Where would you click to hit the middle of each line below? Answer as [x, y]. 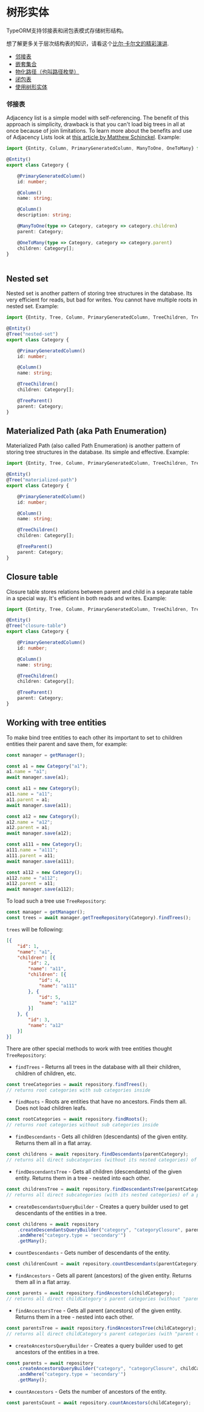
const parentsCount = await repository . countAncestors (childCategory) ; [99, 1403]
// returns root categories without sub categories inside [83, 1125]
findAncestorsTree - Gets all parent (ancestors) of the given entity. [98, 1310]
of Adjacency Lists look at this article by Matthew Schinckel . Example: [93, 137]
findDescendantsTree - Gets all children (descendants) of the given [98, 1171]
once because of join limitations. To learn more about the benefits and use [99, 131]
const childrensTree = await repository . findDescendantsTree [85, 1189]
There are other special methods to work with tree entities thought [89, 1048]
